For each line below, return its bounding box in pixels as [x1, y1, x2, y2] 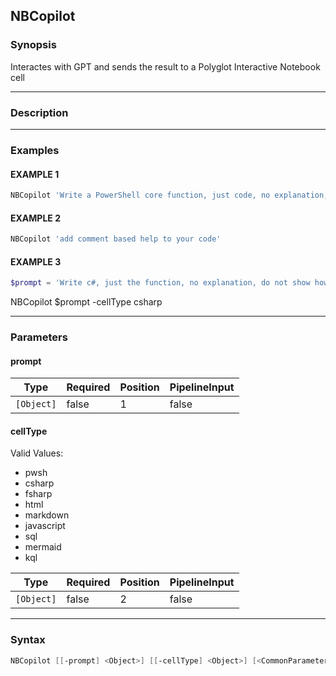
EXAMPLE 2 [10, 212, 61, 224]
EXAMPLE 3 [10, 255, 62, 268]
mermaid [24, 541, 62, 553]
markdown [24, 509, 70, 521]
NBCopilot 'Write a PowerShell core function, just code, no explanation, [10, 190, 329, 201]
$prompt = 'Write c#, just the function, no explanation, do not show [10, 278, 311, 288]
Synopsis [10, 38, 57, 52]
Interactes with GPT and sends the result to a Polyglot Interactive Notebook [10, 60, 321, 73]
